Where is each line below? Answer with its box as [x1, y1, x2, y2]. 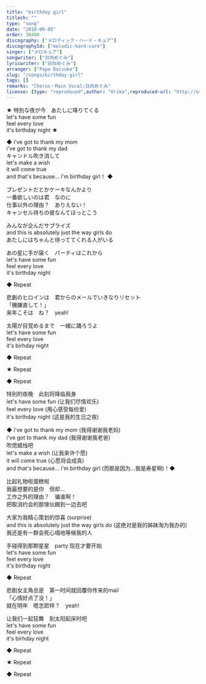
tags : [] [6, 77, 29, 83]
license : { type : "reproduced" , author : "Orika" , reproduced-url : [6, 89, 172, 95]
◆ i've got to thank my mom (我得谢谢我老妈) [6, 426, 121, 433]
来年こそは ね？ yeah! [6, 309, 69, 316]
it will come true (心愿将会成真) [6, 456, 85, 464]
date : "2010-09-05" [6, 26, 56, 33]
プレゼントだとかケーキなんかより [6, 185, 93, 193]
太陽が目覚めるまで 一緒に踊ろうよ [6, 321, 98, 329]
